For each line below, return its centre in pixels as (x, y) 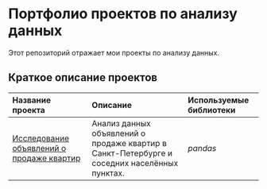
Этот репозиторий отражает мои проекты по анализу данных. (114, 52)
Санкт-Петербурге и (132, 153)
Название (32, 100)
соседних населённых (135, 163)
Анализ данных (121, 123)
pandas (202, 148)
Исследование (41, 138)
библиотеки (212, 110)
